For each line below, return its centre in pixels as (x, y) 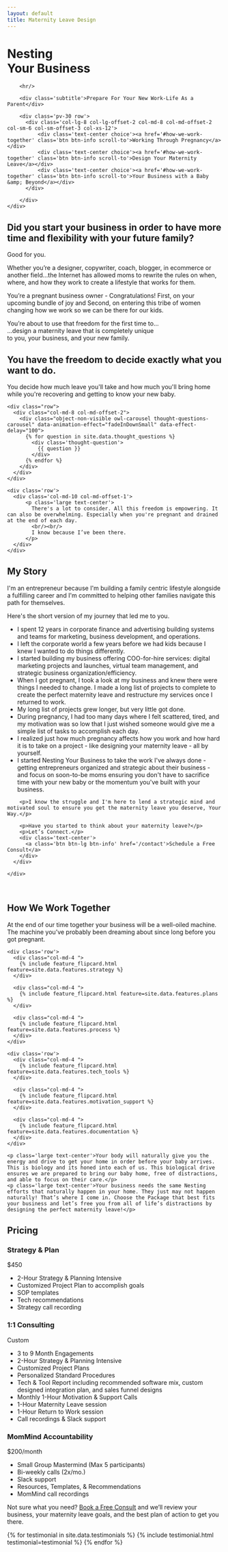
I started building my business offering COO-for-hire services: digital (113, 658)
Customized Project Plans (53, 1368)
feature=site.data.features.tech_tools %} (68, 1072)
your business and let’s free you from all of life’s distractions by (110, 1203)
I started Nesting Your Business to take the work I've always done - (111, 760)
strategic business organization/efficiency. (77, 673)
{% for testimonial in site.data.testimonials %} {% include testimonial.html (110, 1535)
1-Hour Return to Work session (60, 1412)
